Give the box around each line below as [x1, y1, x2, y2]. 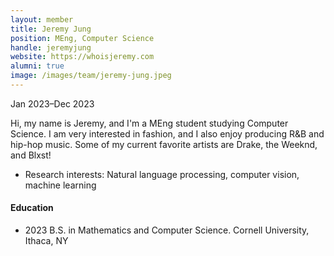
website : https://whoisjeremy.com [10, 52, 155, 62]
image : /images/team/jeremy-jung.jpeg [10, 71, 172, 81]
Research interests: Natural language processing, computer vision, [24, 168, 300, 180]
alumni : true [10, 61, 65, 71]
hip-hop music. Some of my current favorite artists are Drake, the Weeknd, [10, 138, 318, 150]
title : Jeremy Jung [10, 24, 92, 34]
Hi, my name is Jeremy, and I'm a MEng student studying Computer [10, 117, 289, 129]
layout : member [10, 14, 74, 25]
